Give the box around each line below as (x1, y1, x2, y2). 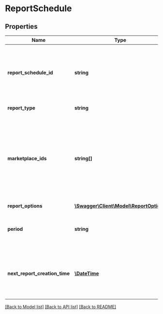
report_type (7, 105, 35, 111)
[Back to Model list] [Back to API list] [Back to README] (5, 304, 116, 310)
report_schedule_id (7, 69, 53, 76)
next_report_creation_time (7, 270, 70, 277)
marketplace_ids (7, 155, 47, 162)
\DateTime (74, 270, 99, 277)
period (7, 226, 23, 232)
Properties (5, 22, 38, 31)
